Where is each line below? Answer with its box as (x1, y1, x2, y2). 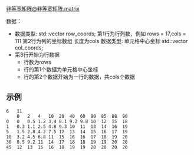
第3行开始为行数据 (14, 51, 60, 58)
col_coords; (14, 44, 43, 51)
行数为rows (23, 58, 51, 65)
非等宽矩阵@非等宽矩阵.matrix (6, 5, 80, 12)
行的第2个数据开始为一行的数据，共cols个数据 (23, 73, 136, 80)
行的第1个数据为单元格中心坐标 (23, 66, 98, 72)
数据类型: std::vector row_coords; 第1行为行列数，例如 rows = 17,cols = (14, 30, 187, 37)
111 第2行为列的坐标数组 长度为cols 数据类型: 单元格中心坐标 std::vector (14, 38, 188, 44)
